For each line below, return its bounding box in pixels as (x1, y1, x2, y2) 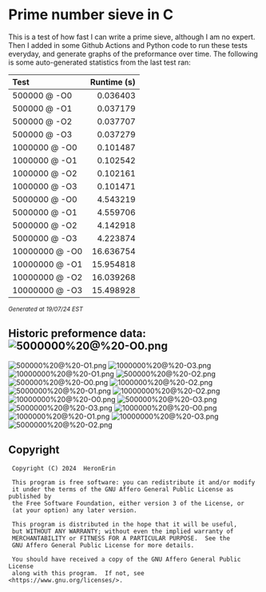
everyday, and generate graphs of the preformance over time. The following (8, 49, 258, 58)
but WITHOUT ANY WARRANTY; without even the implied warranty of (11, 527, 234, 535)
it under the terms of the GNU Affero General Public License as (11, 485, 234, 493)
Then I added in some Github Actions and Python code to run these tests (8, 40, 248, 50)
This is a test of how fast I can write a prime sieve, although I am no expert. (8, 32, 256, 42)
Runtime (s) (90, 76, 136, 87)
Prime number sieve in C (8, 6, 174, 24)
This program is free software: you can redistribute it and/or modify (11, 478, 256, 487)
